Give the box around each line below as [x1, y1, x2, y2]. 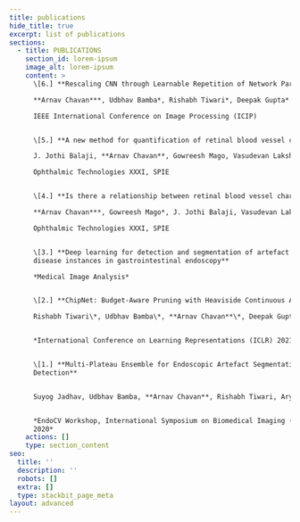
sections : [9, 37, 46, 47]
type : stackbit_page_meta [17, 491, 114, 500]
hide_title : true [9, 21, 74, 30]
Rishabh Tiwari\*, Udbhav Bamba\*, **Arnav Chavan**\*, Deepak [32, 312, 274, 321]
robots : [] [17, 474, 58, 483]
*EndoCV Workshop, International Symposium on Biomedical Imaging [32, 416, 286, 425]
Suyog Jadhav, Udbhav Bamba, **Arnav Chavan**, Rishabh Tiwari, [32, 392, 278, 402]
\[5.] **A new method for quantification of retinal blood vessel [32, 136, 286, 145]
